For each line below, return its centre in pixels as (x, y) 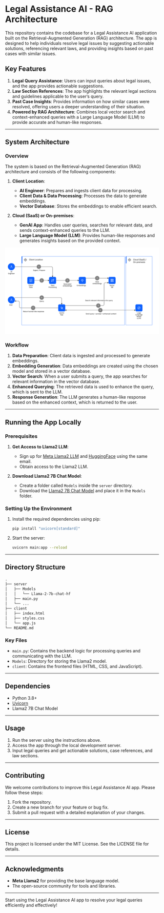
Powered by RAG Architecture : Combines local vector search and (79, 112)
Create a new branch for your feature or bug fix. (60, 807)
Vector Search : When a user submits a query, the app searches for (80, 376)
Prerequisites (21, 436)
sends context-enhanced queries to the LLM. (65, 230)
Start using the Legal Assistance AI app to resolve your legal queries (74, 900)
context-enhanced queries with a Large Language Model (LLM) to (78, 117)
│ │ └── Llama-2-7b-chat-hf (38, 594)
